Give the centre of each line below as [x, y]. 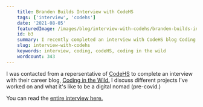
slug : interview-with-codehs [54, 46]
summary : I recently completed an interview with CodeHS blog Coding [107, 40]
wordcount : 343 [36, 57]
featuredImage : [36, 29]
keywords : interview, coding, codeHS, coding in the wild [92, 51]
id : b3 [25, 34]
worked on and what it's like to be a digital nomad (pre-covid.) [84, 86]
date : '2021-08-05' [42, 23]
